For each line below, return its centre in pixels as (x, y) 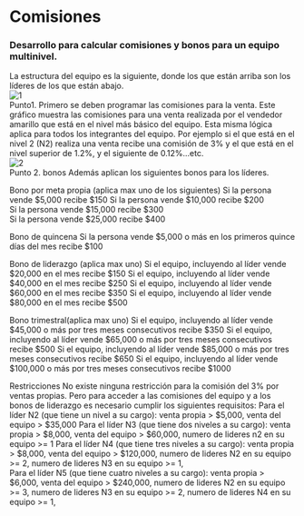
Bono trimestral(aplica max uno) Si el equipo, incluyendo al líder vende (142, 321)
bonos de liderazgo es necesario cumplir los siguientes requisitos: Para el (147, 405)
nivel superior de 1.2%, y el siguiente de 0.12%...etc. (107, 154)
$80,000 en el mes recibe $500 (69, 303)
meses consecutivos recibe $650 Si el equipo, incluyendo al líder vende (144, 359)
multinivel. (33, 56)
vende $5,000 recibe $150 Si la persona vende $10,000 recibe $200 (137, 200)
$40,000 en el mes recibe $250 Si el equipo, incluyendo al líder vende (141, 283)
